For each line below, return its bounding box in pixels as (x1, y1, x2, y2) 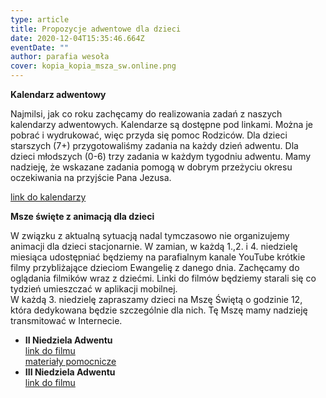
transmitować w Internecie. (10, 315, 123, 326)
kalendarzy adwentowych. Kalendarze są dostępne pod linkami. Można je (10, 119, 313, 130)
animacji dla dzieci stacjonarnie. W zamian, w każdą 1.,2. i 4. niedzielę (10, 241, 298, 252)
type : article (10, 14, 70, 25)
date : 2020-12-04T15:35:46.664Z (10, 33, 145, 43)
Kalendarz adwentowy (10, 89, 107, 100)
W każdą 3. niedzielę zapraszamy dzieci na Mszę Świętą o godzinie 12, (10, 294, 303, 305)
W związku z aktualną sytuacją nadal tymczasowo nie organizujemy (10, 230, 290, 241)
